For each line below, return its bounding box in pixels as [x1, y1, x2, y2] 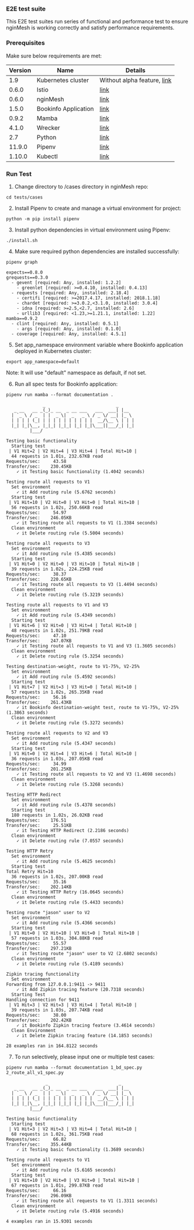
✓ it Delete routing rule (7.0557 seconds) [16, 837, 124, 844]
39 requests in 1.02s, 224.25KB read [11, 566, 103, 572]
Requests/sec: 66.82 [6, 1136, 67, 1142]
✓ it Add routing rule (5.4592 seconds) [16, 673, 116, 680]
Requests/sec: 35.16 [6, 878, 67, 885]
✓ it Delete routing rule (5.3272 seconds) [16, 720, 124, 725]
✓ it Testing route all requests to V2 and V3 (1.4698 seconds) [16, 771, 176, 777]
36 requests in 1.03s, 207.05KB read [11, 755, 103, 762]
